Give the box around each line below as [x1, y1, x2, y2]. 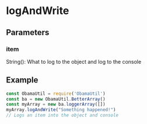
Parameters [6, 27, 50, 37]
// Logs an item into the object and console [6, 112, 118, 118]
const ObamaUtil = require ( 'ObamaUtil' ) [6, 91, 106, 97]
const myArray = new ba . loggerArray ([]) [6, 101, 106, 108]
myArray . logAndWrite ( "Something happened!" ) [6, 107, 116, 113]
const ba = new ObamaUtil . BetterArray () [6, 96, 106, 102]
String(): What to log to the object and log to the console [6, 58, 142, 65]
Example [6, 75, 38, 85]
